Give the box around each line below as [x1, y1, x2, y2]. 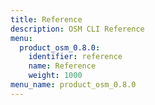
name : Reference [28, 61, 97, 71]
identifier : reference [28, 52, 123, 62]
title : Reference [10, 14, 83, 25]
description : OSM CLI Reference [10, 24, 145, 34]
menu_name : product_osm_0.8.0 [10, 80, 137, 90]
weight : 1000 [28, 71, 83, 81]
